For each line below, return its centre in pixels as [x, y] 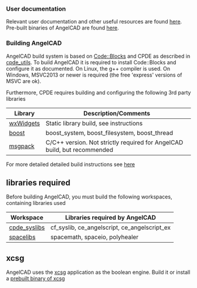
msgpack [22, 146]
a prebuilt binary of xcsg [36, 279]
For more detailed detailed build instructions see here [71, 164]
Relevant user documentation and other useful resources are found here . [94, 22]
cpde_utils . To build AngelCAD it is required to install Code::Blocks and [91, 62]
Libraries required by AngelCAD [111, 218]
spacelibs [22, 237]
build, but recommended [79, 150]
